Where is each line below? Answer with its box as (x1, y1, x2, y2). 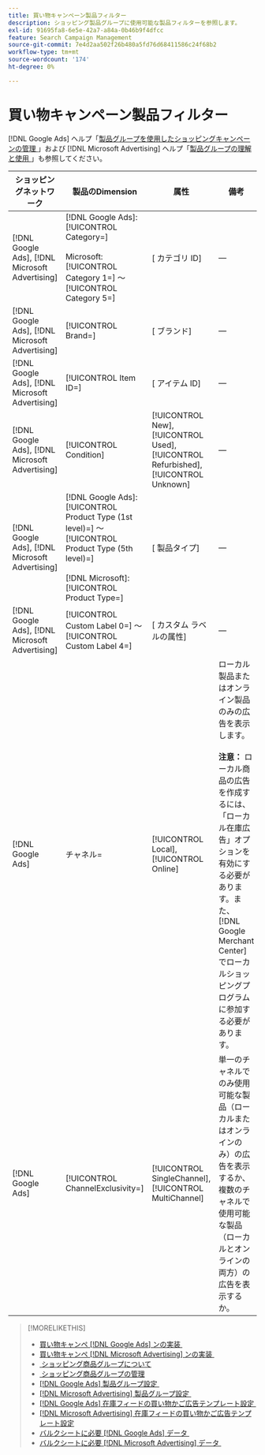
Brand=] (65, 330, 96, 341)
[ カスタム (151, 619, 189, 630)
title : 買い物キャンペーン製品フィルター (8, 11, 127, 20)
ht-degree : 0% (8, 63, 55, 71)
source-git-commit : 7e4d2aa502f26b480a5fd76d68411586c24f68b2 (8, 41, 217, 49)
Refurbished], (151, 459, 203, 470)
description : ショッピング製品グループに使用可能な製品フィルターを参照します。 (8, 19, 241, 27)
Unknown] (151, 479, 191, 490)
